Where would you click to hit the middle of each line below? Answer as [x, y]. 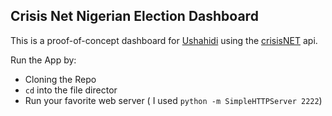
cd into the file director [71, 90]
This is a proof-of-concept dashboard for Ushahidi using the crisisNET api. [164, 40]
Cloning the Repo [60, 79]
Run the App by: [43, 60]
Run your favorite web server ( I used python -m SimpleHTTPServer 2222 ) [173, 100]
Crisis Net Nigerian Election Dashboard [134, 16]
